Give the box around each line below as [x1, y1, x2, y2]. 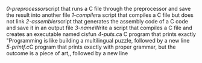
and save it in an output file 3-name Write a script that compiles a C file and [6, 24, 193, 31]
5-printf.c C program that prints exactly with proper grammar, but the [6, 43, 176, 50]
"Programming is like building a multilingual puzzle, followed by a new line [6, 37, 190, 44]
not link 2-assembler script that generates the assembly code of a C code [6, 18, 189, 25]
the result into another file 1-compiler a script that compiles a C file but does [6, 11, 194, 19]
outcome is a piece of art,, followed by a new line [6, 50, 128, 56]
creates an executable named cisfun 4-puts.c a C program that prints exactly [6, 31, 196, 38]
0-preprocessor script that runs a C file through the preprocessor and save [6, 5, 191, 12]
